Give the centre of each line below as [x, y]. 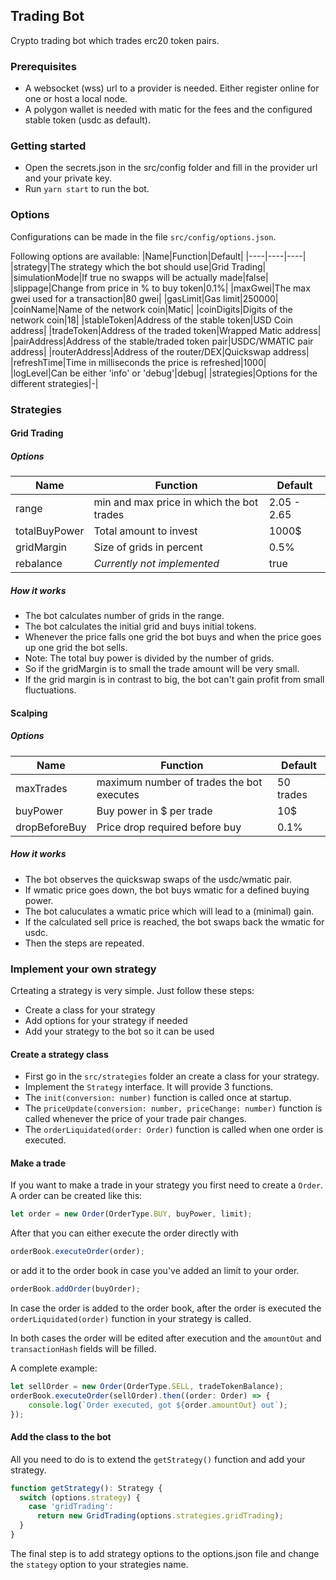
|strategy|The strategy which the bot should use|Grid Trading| [138, 266]
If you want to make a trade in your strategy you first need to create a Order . [167, 1185]
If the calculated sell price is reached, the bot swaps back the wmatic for [174, 921]
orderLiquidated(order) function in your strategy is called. [131, 1319]
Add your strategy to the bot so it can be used [119, 1031]
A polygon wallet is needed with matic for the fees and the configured [168, 110]
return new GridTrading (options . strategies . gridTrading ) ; [160, 1516]
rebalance [39, 564]
